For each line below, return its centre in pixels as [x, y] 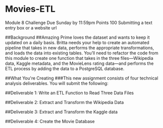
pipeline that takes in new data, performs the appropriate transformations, [80, 48]
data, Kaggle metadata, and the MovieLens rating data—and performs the [80, 63]
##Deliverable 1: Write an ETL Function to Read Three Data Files [70, 93]
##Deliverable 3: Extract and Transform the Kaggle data [61, 112]
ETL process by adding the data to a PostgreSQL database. [65, 68]
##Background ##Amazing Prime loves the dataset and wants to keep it [78, 37]
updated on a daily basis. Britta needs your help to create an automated [77, 42]
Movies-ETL [30, 9]
